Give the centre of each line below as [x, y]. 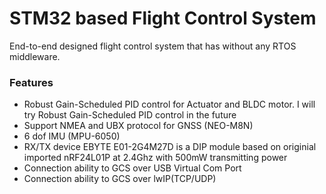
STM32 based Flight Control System [163, 18]
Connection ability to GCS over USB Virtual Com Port [132, 168]
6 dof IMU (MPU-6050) [72, 136]
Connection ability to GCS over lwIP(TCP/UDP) [120, 179]
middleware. [35, 56]
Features [31, 82]
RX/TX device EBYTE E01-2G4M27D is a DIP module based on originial [170, 147]
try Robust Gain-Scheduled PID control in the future [130, 115]
